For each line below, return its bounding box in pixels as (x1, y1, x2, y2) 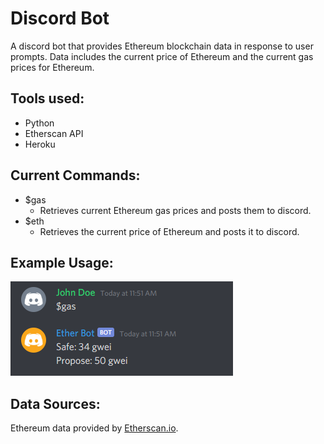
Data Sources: (10, 395, 101, 412)
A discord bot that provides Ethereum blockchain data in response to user (10, 40, 314, 52)
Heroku (24, 138, 56, 150)
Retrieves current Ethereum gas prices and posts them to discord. (39, 204, 312, 216)
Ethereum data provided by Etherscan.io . (10, 422, 179, 434)
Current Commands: (10, 167, 141, 184)
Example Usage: (10, 254, 114, 271)
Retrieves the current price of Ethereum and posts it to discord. (39, 225, 300, 237)
